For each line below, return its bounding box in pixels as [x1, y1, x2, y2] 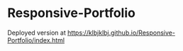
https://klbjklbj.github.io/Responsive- [67, 28, 176, 37]
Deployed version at [7, 28, 66, 37]
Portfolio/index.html [7, 35, 65, 44]
